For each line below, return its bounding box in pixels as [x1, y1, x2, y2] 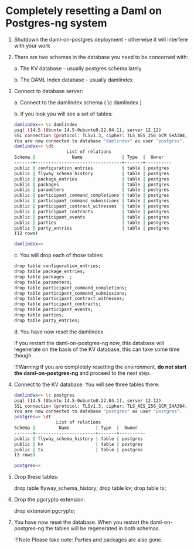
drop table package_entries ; [13, 268, 86, 275]
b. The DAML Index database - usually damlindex [13, 76, 133, 83]
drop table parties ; [13, 312, 64, 318]
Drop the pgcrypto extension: [13, 496, 86, 503]
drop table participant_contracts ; [13, 301, 101, 307]
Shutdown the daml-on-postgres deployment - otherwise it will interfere [13, 36, 188, 43]
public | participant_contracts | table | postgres [13, 209, 169, 214]
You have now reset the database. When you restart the [13, 519, 149, 526]
